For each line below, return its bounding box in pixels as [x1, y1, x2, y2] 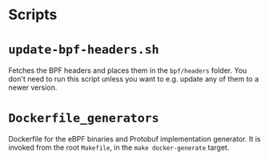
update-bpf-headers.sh [8, 42, 159, 58]
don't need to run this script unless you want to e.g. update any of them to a [8, 74, 259, 84]
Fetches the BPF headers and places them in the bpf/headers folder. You [8, 66, 247, 75]
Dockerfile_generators [8, 110, 159, 126]
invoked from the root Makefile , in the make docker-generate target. [8, 142, 230, 153]
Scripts [8, 6, 58, 24]
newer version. [8, 82, 58, 93]
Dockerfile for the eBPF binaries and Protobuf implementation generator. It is [8, 134, 261, 144]
